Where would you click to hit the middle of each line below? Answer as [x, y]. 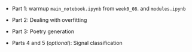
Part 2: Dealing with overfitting [49, 20]
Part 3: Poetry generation [43, 31]
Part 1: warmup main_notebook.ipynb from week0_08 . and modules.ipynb [99, 9]
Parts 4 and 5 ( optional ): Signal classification [67, 43]
